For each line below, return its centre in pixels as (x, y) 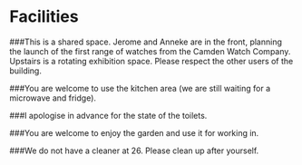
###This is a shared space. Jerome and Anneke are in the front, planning (146, 42)
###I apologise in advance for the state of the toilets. (108, 115)
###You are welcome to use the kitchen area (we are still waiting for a (140, 88)
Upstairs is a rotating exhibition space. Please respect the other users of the (151, 61)
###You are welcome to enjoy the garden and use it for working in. (134, 132)
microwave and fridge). (53, 98)
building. (26, 71)
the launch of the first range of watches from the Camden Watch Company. (150, 51)
